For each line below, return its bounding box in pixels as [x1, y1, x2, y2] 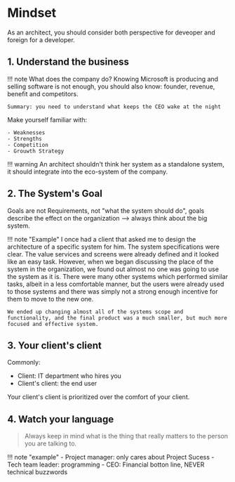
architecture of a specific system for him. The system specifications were [7, 242, 220, 251]
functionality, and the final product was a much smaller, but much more [7, 314, 228, 321]
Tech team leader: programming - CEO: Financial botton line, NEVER [7, 460, 205, 469]
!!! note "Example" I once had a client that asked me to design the [7, 235, 196, 243]
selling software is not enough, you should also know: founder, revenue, [7, 82, 215, 91]
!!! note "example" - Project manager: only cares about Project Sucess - [7, 453, 215, 462]
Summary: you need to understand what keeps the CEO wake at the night [7, 103, 221, 110]
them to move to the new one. [7, 294, 94, 303]
